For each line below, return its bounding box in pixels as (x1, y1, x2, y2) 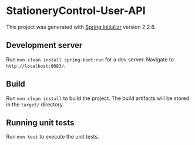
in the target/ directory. (6, 101, 65, 108)
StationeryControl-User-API (6, 4, 146, 18)
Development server (6, 40, 83, 50)
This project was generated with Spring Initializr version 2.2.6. (6, 23, 156, 30)
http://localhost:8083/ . (6, 62, 66, 69)
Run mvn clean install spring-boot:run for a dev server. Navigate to (6, 56, 174, 63)
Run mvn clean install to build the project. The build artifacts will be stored (6, 95, 190, 102)
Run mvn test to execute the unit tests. (6, 133, 99, 140)
